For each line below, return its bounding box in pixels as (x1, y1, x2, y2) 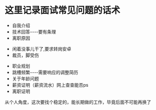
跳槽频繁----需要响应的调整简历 (12, 69, 79, 75)
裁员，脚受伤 (12, 52, 39, 58)
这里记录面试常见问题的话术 (5, 5, 121, 16)
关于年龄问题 (12, 76, 39, 82)
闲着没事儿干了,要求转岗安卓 (12, 46, 71, 52)
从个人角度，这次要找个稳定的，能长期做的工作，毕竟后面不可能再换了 (5, 99, 151, 105)
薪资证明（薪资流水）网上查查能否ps (12, 82, 89, 88)
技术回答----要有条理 (12, 28, 56, 34)
